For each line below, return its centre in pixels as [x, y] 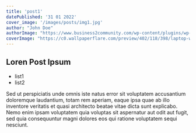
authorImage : [22, 33]
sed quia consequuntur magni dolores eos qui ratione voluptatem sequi [92, 118]
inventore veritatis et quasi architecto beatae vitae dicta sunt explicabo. [92, 106]
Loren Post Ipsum [38, 62]
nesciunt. [17, 125]
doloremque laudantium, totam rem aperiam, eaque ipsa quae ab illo [88, 100]
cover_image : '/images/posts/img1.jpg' [55, 22]
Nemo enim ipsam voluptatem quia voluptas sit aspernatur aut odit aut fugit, [97, 112]
